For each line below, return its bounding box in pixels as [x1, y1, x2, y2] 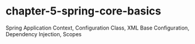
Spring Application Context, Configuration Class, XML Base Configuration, [5, 24, 190, 31]
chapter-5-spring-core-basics [5, 4, 161, 18]
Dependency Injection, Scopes [5, 30, 82, 37]
